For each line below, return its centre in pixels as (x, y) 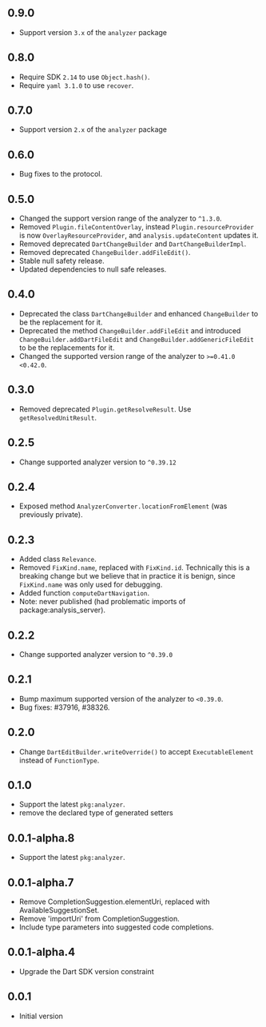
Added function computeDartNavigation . (84, 593)
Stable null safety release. (62, 261)
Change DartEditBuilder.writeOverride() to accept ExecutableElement (136, 751)
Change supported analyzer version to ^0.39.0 (96, 654)
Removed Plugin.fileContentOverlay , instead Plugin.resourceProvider (137, 227)
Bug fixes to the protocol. (61, 174)
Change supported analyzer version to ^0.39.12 (97, 462)
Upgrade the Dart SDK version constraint (86, 971)
